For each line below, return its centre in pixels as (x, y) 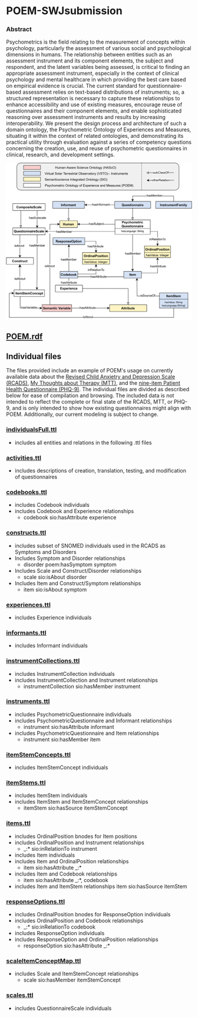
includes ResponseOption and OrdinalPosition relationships (86, 939)
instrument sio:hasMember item (62, 739)
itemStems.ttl (26, 783)
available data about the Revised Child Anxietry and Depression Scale (91, 377)
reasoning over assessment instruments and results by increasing (86, 117)
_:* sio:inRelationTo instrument (60, 848)
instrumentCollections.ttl (43, 661)
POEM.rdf (24, 336)
